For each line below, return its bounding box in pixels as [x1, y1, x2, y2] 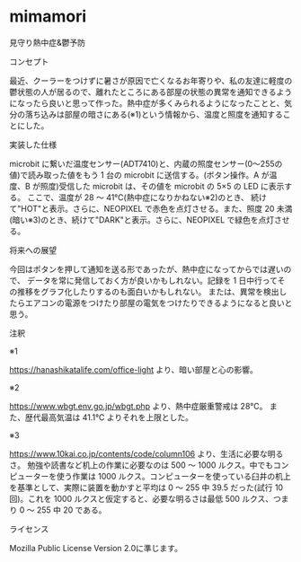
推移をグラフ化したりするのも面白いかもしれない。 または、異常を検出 [16, 285, 279, 297]
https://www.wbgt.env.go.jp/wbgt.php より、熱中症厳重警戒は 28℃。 [9, 400, 268, 411]
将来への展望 [9, 244, 57, 255]
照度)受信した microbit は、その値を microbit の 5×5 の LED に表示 [40, 180, 285, 191]
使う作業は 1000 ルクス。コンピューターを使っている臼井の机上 [56, 470, 291, 481]
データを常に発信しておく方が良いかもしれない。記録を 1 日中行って [26, 275, 278, 285]
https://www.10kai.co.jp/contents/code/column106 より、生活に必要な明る [9, 448, 284, 459]
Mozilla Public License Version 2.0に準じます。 [9, 542, 182, 553]
